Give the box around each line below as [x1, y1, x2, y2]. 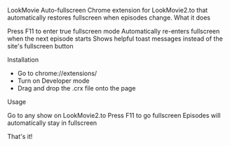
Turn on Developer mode [17, 77, 90, 85]
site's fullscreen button [7, 42, 74, 50]
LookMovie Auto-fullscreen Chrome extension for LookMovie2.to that [7, 6, 208, 14]
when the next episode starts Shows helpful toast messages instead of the [7, 34, 223, 43]
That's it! [7, 133, 33, 140]
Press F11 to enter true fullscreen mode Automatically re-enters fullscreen [7, 27, 220, 35]
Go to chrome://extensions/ [17, 69, 97, 77]
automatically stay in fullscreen [7, 119, 97, 127]
